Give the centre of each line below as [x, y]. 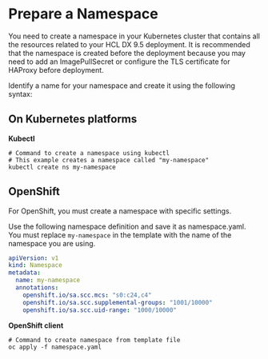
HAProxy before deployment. [56, 70]
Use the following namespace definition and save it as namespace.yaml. [127, 226]
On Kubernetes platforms [73, 120]
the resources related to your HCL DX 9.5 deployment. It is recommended [129, 44]
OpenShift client [36, 325]
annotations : [37, 288]
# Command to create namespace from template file [94, 340]
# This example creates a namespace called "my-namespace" [109, 160]
